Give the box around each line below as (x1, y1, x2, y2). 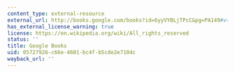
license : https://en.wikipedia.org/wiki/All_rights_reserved (7, 29, 190, 37)
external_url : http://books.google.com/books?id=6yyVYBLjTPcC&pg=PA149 (7, 17, 220, 24)
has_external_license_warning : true (7, 23, 114, 30)
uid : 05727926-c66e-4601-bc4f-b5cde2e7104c (7, 49, 136, 56)
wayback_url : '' (7, 56, 55, 63)
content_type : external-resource (7, 10, 105, 17)
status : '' (7, 36, 39, 43)
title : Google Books (7, 42, 68, 49)
